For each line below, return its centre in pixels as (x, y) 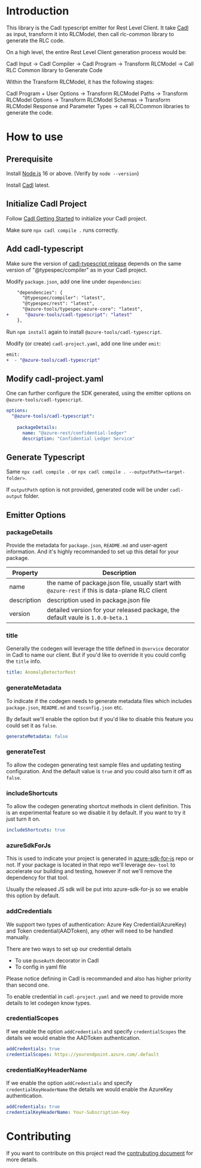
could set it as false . (32, 725)
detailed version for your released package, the (113, 610)
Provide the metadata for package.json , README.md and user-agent (87, 546)
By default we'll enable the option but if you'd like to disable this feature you (100, 719)
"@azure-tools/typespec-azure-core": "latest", (83, 309)
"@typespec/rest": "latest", (58, 304)
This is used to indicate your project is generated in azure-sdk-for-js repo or (100, 859)
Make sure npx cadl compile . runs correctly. (63, 230)
